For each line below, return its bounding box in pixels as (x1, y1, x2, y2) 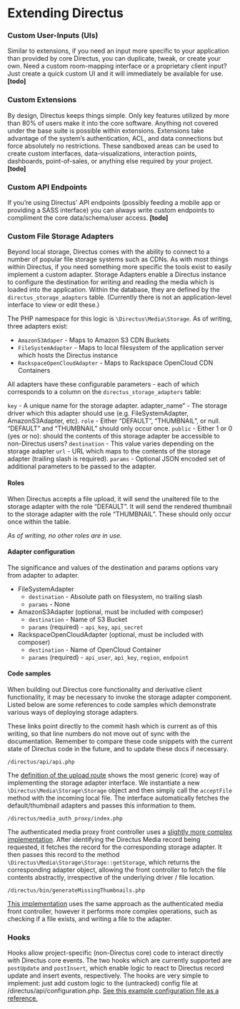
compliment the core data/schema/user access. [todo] (7, 214, 169, 222)
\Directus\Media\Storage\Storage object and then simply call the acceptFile (7, 785, 232, 794)
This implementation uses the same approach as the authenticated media (7, 899, 224, 908)
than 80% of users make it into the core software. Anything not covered (7, 119, 219, 127)
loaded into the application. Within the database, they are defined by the (7, 286, 220, 294)
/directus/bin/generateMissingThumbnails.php (7, 887, 145, 894)
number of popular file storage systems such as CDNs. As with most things (7, 255, 229, 263)
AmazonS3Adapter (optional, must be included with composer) (17, 607, 204, 616)
